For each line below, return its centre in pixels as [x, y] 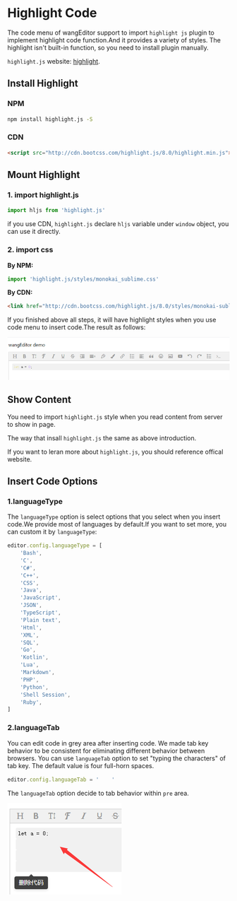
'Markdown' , [37, 673]
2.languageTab [34, 728]
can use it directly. [34, 232]
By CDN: [20, 293]
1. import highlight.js [43, 194]
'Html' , [31, 628]
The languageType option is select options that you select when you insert [114, 517]
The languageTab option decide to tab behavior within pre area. [98, 793]
